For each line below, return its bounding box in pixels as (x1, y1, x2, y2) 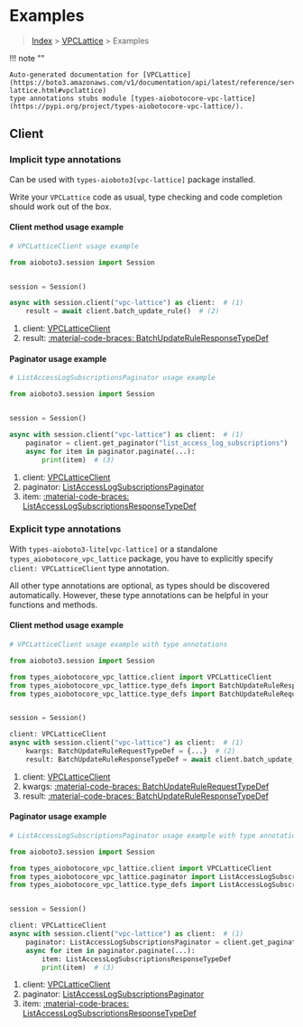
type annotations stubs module (9, 94, 127, 103)
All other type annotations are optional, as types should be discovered (9, 579, 271, 591)
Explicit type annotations (9, 523, 122, 535)
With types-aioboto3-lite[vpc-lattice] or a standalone (9, 543, 218, 554)
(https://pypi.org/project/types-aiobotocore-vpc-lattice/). (9, 101, 244, 111)
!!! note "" (9, 52, 45, 63)
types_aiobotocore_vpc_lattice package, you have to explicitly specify (9, 552, 273, 564)
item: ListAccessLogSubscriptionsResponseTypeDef (41, 954, 232, 964)
